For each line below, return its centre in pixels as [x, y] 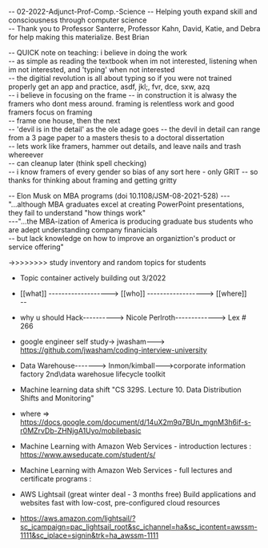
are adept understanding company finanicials [83, 230]
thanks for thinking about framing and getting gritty [93, 180]
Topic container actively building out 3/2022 [93, 278]
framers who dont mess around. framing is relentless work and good [121, 104]
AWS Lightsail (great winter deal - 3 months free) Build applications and [138, 494]
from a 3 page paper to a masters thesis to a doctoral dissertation [116, 138]
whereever [26, 155]
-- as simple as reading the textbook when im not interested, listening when [133, 61]
